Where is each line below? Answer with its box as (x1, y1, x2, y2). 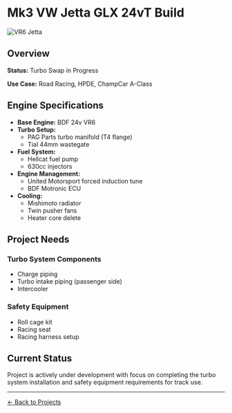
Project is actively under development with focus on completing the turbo (7, 371, 216, 379)
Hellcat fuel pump (27, 154, 79, 163)
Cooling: (17, 192, 43, 200)
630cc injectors (27, 162, 72, 170)
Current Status (7, 352, 72, 364)
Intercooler (17, 285, 49, 293)
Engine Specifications (7, 100, 104, 111)
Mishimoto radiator (27, 199, 81, 207)
